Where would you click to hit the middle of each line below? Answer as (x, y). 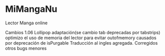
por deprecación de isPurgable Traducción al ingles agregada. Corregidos (81, 43)
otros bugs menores (26, 48)
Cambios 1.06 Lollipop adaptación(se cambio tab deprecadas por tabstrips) (83, 32)
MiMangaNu (31, 9)
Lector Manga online (26, 23)
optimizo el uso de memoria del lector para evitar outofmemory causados (81, 38)
